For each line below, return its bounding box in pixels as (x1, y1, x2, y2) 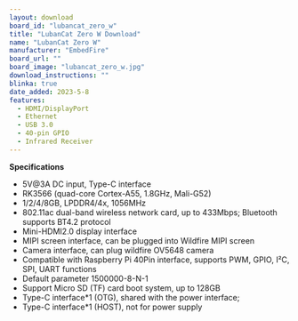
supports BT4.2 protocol (21, 216, 111, 227)
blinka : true (9, 79, 58, 88)
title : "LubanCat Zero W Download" (9, 29, 141, 38)
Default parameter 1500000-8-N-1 (21, 273, 149, 284)
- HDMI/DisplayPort (17, 104, 90, 113)
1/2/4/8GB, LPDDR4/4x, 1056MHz (21, 197, 147, 208)
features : (9, 95, 46, 105)
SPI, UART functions (21, 263, 97, 274)
